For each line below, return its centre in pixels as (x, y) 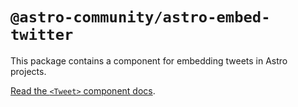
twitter (42, 35)
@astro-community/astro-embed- (140, 17)
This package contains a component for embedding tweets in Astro (149, 60)
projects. (28, 71)
